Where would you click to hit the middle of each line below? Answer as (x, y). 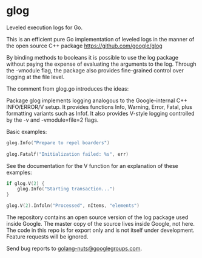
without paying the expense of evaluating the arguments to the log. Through (101, 64)
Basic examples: (27, 131)
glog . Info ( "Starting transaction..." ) (66, 189)
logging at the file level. (35, 77)
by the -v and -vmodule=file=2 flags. (52, 120)
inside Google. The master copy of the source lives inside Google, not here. (101, 224)
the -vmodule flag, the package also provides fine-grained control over (95, 70)
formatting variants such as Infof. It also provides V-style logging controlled (101, 113)
